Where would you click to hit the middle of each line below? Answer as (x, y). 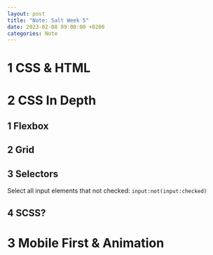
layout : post (26, 14)
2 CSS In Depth (52, 100)
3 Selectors (33, 174)
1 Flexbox (28, 126)
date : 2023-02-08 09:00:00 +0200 (56, 27)
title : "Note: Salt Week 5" (48, 20)
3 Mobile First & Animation (86, 243)
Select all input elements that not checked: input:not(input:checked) (107, 191)
